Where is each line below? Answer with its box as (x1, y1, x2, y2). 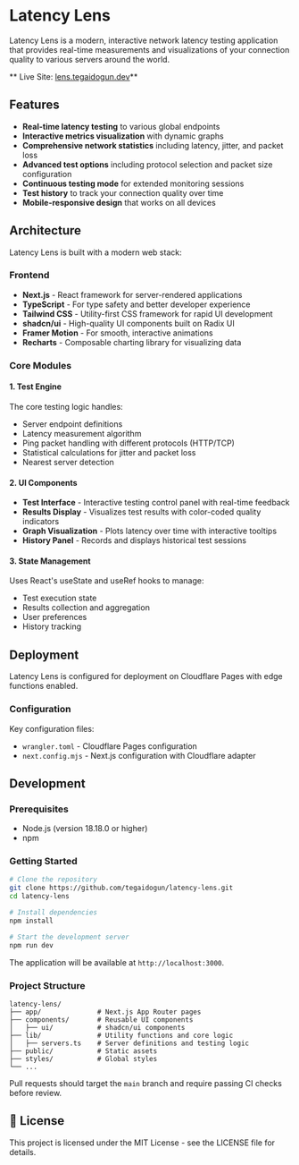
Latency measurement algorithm (21, 428, 142, 438)
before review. (9, 1087, 62, 1098)
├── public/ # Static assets (9, 1046, 158, 1056)
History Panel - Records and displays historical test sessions (21, 535, 247, 546)
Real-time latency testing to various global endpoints (21, 121, 220, 132)
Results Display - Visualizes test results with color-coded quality (21, 506, 262, 517)
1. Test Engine (9, 381, 62, 392)
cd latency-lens (9, 892, 70, 901)
